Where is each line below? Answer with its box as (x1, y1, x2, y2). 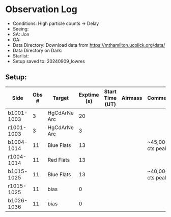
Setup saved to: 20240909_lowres (12, 58, 85, 64)
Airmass (121, 94, 142, 101)
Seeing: (12, 25, 29, 32)
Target (52, 94, 69, 101)
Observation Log (5, 4, 77, 15)
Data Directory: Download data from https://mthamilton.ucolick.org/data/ (12, 42, 165, 48)
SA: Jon (12, 31, 30, 37)
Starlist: (12, 52, 29, 59)
